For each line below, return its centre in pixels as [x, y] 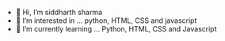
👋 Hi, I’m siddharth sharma [59, 12]
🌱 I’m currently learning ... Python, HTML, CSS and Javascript [116, 29]
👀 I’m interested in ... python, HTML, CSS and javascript [106, 20]
